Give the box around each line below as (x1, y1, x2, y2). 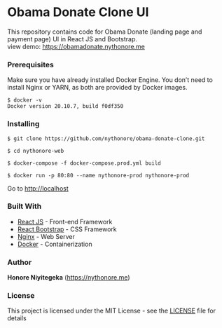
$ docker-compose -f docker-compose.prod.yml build (7, 159, 161, 167)
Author (7, 257, 32, 267)
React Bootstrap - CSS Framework (17, 225, 117, 233)
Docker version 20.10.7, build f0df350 (7, 103, 124, 110)
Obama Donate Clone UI (7, 4, 149, 20)
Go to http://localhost (7, 184, 69, 193)
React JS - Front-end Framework (17, 217, 113, 226)
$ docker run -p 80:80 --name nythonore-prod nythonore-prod (7, 172, 190, 179)
